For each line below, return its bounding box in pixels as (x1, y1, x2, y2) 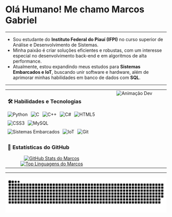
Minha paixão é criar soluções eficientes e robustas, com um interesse (12, 47, 162, 53)
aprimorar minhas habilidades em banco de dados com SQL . (12, 74, 141, 81)
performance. (12, 58, 42, 64)
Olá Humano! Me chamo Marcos (5, 4, 145, 15)
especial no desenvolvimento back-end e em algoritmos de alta (12, 52, 147, 58)
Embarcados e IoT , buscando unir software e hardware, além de (12, 69, 149, 75)
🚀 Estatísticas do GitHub (7, 144, 70, 151)
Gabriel (5, 14, 37, 26)
